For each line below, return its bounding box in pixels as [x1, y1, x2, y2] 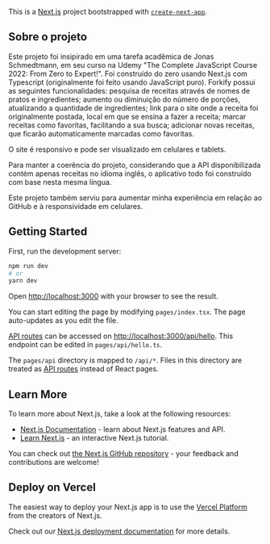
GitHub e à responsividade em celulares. [8, 201, 143, 211]
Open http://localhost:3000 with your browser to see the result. [8, 291, 219, 301]
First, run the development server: [8, 246, 122, 256]
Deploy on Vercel [8, 480, 97, 495]
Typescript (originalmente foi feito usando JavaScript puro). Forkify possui [8, 77, 255, 87]
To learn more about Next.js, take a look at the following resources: [8, 409, 231, 419]
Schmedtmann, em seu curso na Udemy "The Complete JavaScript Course [8, 60, 258, 69]
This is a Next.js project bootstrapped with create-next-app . [8, 7, 208, 16]
